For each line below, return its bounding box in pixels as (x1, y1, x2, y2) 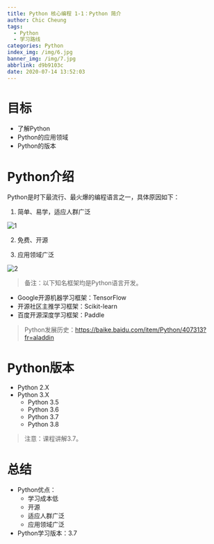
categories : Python (7, 42, 64, 49)
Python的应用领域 (17, 133, 69, 142)
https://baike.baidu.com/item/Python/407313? (75, 325, 207, 334)
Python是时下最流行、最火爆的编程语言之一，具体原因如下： (7, 193, 180, 201)
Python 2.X (17, 383, 50, 392)
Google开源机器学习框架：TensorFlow (17, 294, 127, 302)
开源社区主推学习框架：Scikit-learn (17, 303, 118, 311)
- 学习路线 (13, 36, 41, 43)
